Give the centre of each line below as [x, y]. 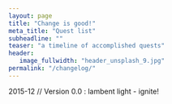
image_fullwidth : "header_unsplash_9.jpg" [92, 61]
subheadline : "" [36, 38]
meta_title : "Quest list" [52, 31]
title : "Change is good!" [52, 23]
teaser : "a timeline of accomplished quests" [86, 46]
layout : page [30, 16]
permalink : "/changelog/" [52, 69]
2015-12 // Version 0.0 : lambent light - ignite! [84, 91]
